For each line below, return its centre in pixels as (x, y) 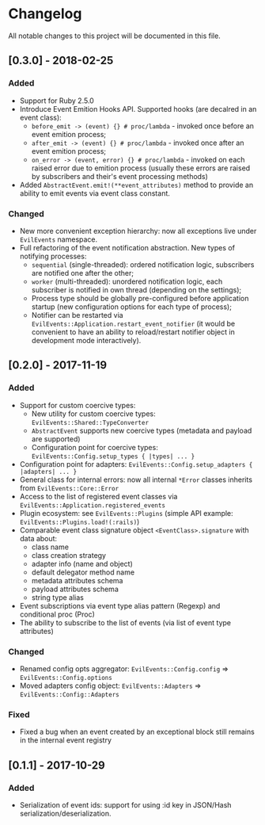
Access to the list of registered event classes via (98, 496)
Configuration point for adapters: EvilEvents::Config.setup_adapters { (136, 464)
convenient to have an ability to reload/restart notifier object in (133, 332)
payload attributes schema (75, 589)
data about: (38, 538)
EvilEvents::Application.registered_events (93, 505)
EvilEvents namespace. (59, 239)
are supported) (56, 439)
